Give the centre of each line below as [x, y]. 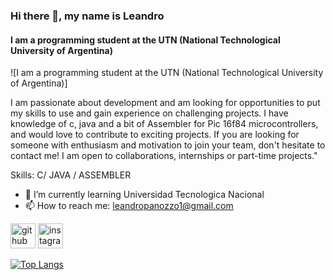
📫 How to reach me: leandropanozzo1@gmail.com [129, 206]
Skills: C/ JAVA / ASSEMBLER [71, 175]
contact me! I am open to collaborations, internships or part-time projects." [164, 156]
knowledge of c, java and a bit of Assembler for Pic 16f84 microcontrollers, [164, 124]
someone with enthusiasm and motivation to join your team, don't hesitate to [168, 145]
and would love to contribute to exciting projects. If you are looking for [155, 135]
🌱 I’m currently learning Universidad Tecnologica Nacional [144, 195]
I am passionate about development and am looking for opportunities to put [165, 103]
